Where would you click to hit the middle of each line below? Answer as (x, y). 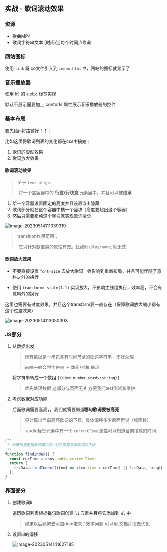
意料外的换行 (25, 294)
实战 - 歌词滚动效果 (34, 9)
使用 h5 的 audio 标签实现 (31, 94)
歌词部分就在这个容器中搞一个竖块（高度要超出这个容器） (71, 209)
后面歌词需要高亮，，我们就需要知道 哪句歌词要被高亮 (66, 410)
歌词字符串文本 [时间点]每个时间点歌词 (51, 42)
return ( (19, 463)
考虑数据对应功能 (30, 399)
